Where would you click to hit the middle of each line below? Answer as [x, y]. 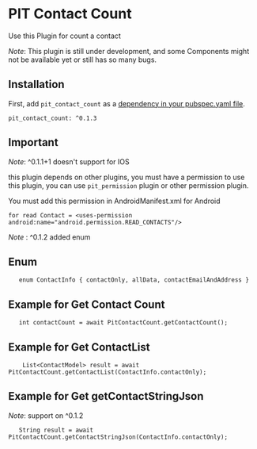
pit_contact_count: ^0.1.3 [53, 118]
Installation [36, 84]
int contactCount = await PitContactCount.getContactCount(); [123, 323]
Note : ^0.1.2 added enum [49, 237]
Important [33, 142]
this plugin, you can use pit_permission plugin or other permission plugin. [128, 185]
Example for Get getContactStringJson [106, 396]
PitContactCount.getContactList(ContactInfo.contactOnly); [108, 372]
